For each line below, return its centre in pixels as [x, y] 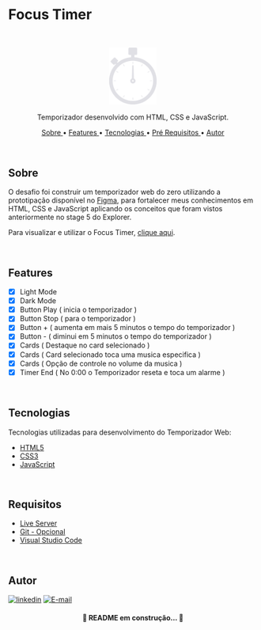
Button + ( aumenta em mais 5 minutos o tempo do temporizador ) [127, 328]
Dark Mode [38, 301]
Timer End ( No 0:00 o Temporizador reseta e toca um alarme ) [122, 372]
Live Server [38, 523]
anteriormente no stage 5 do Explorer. [70, 217]
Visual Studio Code [51, 541]
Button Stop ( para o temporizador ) [78, 319]
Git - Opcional [42, 532]
